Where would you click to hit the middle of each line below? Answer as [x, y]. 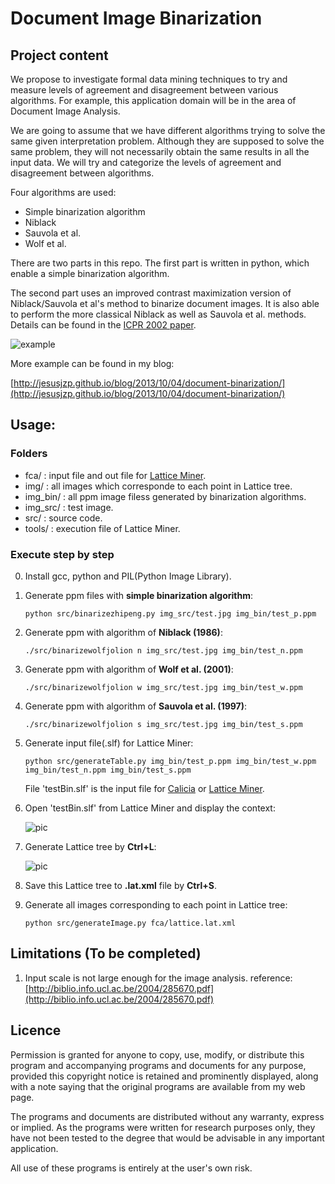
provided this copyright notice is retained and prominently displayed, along [164, 1076]
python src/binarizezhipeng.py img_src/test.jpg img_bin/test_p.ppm [170, 613]
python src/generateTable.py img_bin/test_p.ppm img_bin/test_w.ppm [170, 761]
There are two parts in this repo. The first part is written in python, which [160, 263]
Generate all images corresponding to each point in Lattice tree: [156, 904]
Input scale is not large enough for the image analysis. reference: [158, 978]
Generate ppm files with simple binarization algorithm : [138, 595]
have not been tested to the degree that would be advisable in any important [167, 1138]
